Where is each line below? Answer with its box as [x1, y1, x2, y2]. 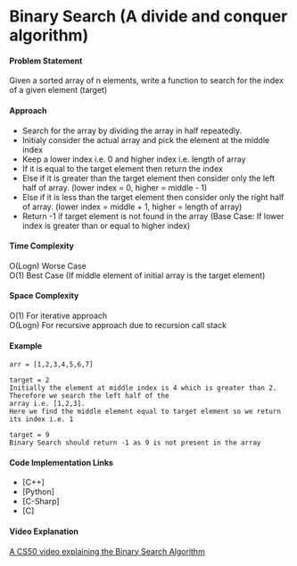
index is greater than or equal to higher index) [21, 220, 191, 231]
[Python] [21, 486, 55, 497]
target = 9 [9, 431, 50, 440]
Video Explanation [9, 526, 78, 536]
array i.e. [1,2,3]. [9, 400, 87, 409]
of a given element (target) [9, 85, 108, 96]
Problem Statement [9, 55, 83, 66]
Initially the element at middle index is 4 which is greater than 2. [9, 384, 277, 393]
